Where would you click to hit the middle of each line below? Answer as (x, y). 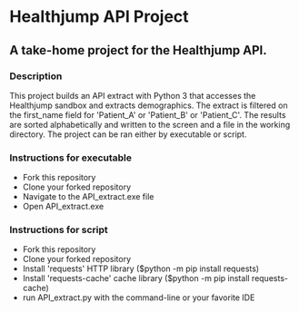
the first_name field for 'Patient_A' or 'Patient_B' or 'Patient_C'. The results (148, 114)
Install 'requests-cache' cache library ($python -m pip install (136, 278)
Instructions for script (59, 230)
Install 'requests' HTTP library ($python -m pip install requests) (141, 268)
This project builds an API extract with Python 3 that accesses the (133, 95)
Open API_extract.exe (63, 207)
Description (36, 76)
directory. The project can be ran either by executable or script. (128, 134)
